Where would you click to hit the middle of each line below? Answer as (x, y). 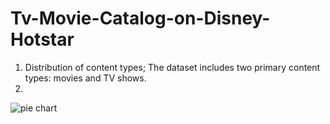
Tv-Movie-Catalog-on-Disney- (140, 18)
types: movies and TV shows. (85, 78)
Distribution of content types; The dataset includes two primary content (172, 67)
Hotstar (42, 39)
